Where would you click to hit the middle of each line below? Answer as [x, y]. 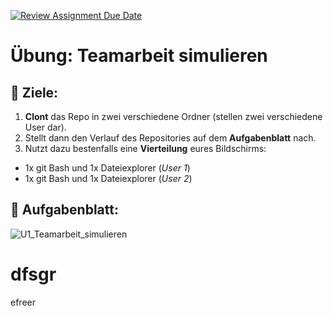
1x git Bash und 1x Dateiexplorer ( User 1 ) [107, 168]
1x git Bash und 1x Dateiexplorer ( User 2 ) [108, 178]
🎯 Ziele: [34, 92]
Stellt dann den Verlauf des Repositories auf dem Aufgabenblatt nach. [170, 138]
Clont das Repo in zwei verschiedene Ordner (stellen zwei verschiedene [173, 116]
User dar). [45, 127]
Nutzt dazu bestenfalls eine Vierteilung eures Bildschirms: [145, 148]
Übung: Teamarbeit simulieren [139, 56]
